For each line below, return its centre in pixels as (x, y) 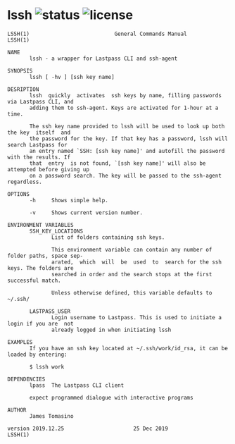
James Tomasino (51, 416)
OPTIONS (19, 194)
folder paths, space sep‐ (45, 256)
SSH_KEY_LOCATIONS (56, 231)
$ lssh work (47, 366)
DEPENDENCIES (26, 379)
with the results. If (39, 157)
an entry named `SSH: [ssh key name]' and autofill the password (127, 151)
